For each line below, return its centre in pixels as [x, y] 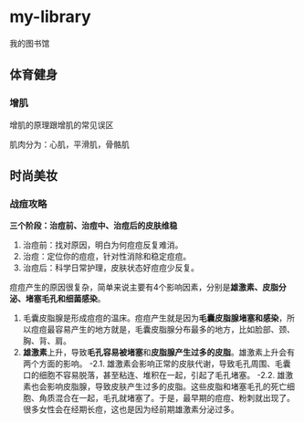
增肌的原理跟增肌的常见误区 [62, 124]
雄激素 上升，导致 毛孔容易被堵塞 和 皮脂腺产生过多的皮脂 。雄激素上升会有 [158, 353]
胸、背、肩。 [47, 341]
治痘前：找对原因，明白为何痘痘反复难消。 [103, 245]
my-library [50, 17]
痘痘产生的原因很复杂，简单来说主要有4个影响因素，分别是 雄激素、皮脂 [144, 287]
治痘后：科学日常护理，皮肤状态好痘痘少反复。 [110, 268]
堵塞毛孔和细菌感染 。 [65, 299]
